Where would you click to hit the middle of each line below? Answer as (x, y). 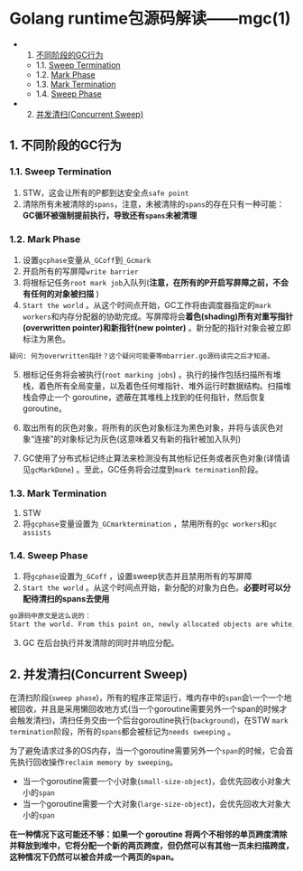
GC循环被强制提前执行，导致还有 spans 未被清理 (110, 215)
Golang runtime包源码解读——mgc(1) (150, 19)
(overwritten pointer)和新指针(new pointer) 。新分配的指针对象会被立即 (156, 327)
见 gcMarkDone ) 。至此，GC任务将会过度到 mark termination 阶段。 (142, 469)
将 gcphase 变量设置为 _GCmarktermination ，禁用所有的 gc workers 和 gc (150, 524)
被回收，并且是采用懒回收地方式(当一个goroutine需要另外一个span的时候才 (148, 708)
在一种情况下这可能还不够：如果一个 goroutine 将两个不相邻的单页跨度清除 (148, 834)
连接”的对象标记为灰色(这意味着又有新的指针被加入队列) (138, 438)
